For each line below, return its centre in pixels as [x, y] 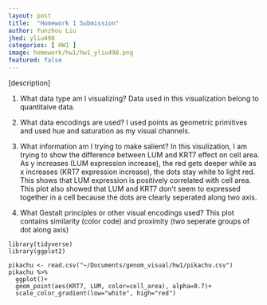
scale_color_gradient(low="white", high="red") [96, 293]
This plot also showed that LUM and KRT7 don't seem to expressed [130, 188]
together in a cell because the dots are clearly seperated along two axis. [138, 197]
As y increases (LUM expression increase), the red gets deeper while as [138, 163]
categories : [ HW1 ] [43, 46]
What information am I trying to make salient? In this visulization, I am [133, 146]
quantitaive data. [47, 107]
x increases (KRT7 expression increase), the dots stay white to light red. [137, 172]
